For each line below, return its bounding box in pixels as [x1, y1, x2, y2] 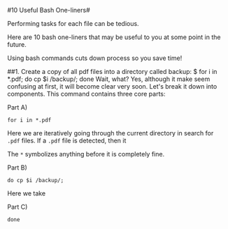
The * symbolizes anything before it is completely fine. [7, 150, 165, 158]
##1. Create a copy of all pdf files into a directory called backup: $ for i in [7, 68, 218, 75]
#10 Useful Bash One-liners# [7, 6, 91, 14]
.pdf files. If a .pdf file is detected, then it [7, 136, 127, 145]
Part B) [7, 163, 28, 172]
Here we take [7, 189, 46, 198]
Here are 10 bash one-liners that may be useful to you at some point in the [7, 33, 221, 41]
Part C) [7, 202, 28, 211]
